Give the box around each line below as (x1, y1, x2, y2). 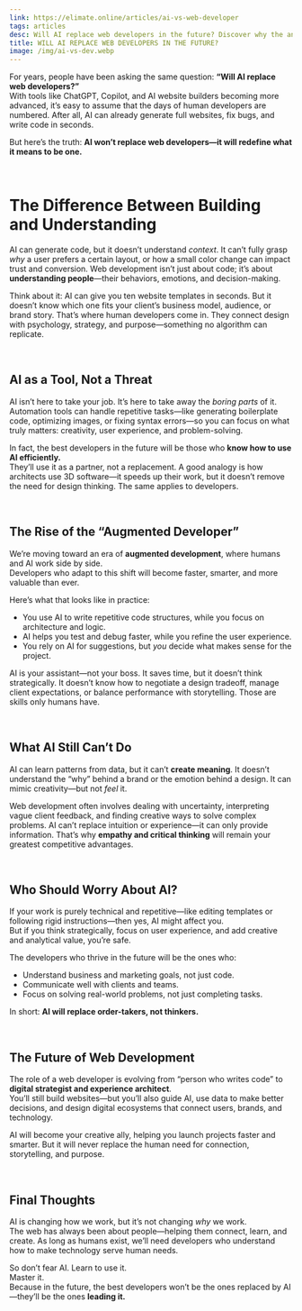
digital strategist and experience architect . (9, 1083, 173, 1095)
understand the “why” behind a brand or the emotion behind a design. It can (9, 773, 292, 784)
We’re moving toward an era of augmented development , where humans (9, 548, 281, 559)
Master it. (9, 1271, 45, 1282)
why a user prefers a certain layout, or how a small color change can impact (9, 254, 290, 265)
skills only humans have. (9, 696, 101, 707)
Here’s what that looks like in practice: (9, 594, 150, 605)
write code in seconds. (9, 119, 94, 131)
